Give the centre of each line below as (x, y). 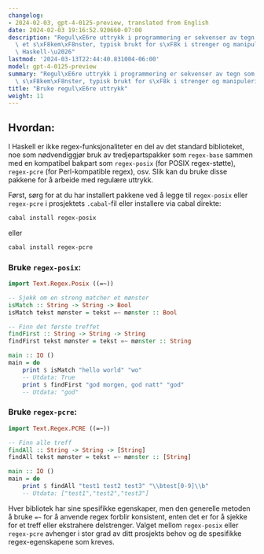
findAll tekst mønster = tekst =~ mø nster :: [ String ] (100, 457)
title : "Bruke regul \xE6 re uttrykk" (68, 88)
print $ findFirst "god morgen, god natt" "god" (103, 385)
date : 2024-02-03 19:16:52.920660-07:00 (75, 30)
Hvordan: (31, 128)
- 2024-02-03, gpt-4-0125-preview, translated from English (109, 23)
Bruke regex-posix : (44, 267)
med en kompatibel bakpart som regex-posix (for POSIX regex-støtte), (122, 163)
